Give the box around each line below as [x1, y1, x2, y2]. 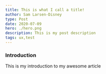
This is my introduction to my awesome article [5, 63, 101, 69]
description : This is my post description [5, 30, 96, 35]
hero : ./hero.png [5, 26, 42, 31]
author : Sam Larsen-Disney [5, 12, 62, 17]
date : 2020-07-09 [5, 21, 42, 26]
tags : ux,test [5, 35, 35, 40]
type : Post [5, 16, 28, 21]
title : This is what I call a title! [5, 7, 85, 12]
